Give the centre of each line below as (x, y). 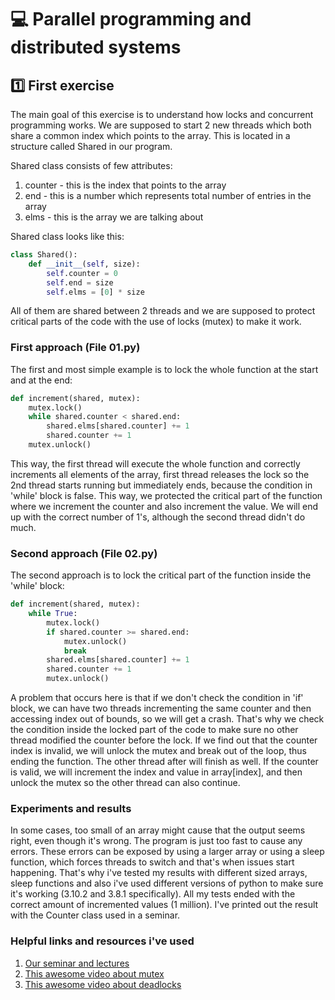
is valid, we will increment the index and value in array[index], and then (156, 772)
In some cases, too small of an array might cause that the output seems (158, 830)
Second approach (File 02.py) (84, 553)
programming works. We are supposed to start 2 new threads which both (161, 125)
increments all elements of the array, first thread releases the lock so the (160, 474)
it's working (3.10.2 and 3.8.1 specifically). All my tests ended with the (153, 894)
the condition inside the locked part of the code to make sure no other (154, 730)
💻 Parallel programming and (131, 19)
